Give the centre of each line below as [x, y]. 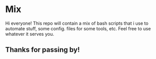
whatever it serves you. [30, 34]
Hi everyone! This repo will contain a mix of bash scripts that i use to [77, 23]
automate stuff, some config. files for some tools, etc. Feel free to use [78, 28]
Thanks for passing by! [43, 50]
